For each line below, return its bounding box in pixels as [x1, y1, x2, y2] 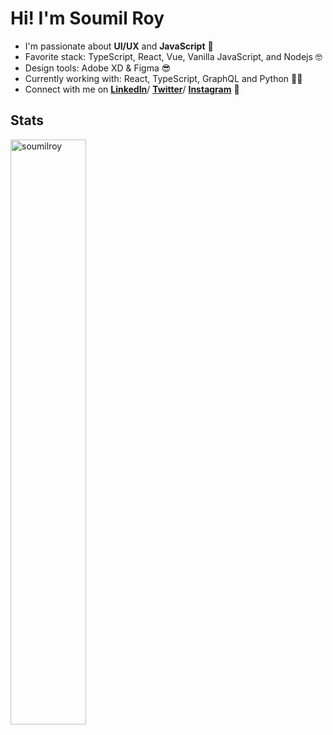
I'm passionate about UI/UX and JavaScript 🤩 [24, 40, 214, 52]
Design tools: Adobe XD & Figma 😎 [24, 62, 172, 74]
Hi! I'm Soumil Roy [10, 7, 165, 30]
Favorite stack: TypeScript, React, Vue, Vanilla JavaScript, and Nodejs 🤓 [24, 50, 323, 62]
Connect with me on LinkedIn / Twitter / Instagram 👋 [24, 83, 240, 95]
